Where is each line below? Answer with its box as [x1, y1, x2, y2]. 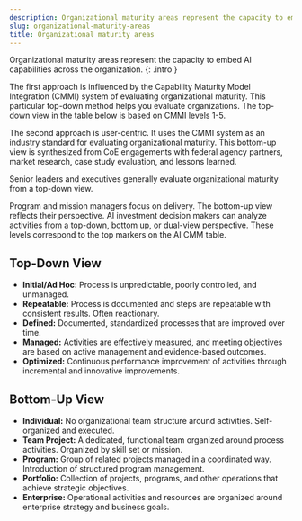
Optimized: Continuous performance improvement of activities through [22, 356, 288, 367]
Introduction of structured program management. [22, 463, 205, 473]
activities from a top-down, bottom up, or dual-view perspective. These [9, 220, 274, 230]
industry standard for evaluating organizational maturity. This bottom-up [9, 137, 277, 148]
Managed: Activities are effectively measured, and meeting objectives [22, 337, 283, 347]
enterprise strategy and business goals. [22, 501, 170, 512]
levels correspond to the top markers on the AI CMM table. [9, 229, 226, 240]
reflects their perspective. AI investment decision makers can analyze [9, 211, 267, 221]
